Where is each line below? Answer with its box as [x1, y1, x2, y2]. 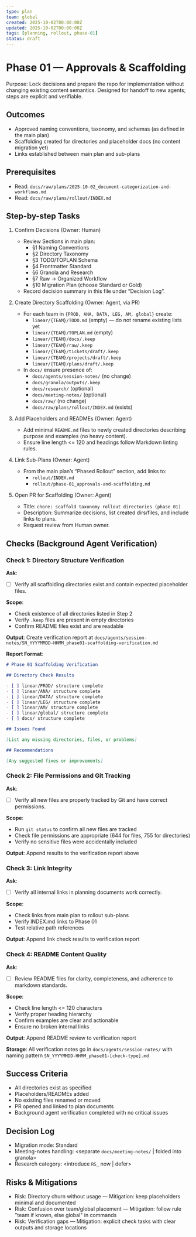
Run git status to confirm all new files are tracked [14, 825, 137, 832]
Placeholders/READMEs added [14, 1091, 89, 1098]
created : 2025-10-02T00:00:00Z [6, 19, 82, 25]
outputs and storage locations [14, 1224, 87, 1231]
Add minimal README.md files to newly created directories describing [23, 426, 186, 433]
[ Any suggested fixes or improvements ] [6, 758, 104, 764]
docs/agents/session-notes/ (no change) [32, 373, 132, 380]
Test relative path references [14, 924, 84, 931]
